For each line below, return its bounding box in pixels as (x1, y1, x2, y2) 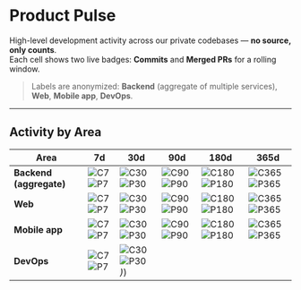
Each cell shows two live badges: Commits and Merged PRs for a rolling (9, 54, 277, 64)
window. (9, 64, 40, 74)
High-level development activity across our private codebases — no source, (9, 35, 291, 46)
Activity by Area (9, 124, 102, 140)
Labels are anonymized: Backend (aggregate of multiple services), (30, 81, 278, 91)
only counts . (9, 44, 57, 55)
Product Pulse (9, 5, 116, 26)
